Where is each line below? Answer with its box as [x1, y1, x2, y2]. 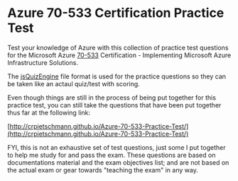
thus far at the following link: [7, 108, 91, 117]
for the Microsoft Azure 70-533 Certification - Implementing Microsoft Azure [7, 51, 232, 59]
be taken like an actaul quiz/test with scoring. [7, 79, 140, 88]
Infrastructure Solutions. [7, 58, 78, 66]
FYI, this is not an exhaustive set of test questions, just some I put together [7, 143, 226, 151]
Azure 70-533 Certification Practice [7, 5, 225, 21]
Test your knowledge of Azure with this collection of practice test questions [7, 43, 229, 52]
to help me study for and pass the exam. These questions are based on [7, 151, 216, 159]
